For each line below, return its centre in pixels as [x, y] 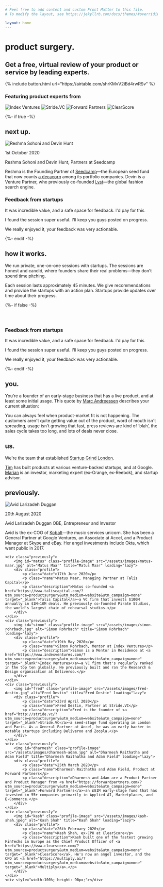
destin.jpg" [17, 693]
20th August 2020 [23, 514]
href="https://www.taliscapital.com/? [44, 591]
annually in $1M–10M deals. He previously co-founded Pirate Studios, [78, 604]
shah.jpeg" [16, 820]
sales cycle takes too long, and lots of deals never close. [61, 431]
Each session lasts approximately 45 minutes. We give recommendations [78, 285]
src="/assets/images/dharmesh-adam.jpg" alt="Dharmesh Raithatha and [77, 753]
